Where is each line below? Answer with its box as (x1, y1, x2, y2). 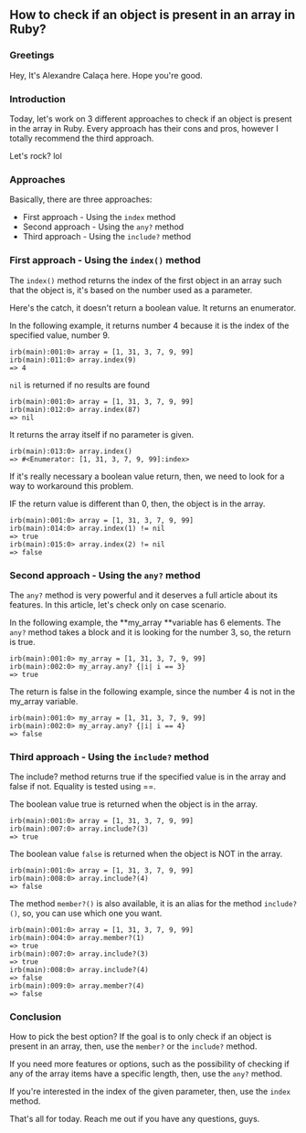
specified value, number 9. (9, 329, 111, 341)
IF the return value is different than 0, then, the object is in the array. (9, 498, 266, 509)
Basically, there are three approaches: (9, 194, 153, 205)
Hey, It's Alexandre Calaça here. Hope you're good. (9, 69, 203, 80)
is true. (9, 636, 37, 647)
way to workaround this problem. (9, 480, 134, 492)
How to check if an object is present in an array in (9, 7, 296, 23)
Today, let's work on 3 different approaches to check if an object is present (9, 113, 292, 124)
